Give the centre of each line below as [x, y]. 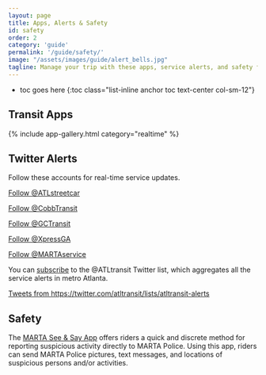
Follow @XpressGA [40, 239]
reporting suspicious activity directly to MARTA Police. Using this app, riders [133, 346]
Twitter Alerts [43, 158]
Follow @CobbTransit [43, 209]
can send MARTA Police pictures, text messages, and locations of [116, 354]
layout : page [30, 15]
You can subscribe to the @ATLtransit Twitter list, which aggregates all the [129, 270]
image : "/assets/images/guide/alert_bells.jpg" [88, 60]
